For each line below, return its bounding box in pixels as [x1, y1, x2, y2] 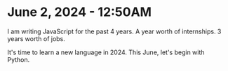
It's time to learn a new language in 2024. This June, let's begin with [7, 48, 205, 56]
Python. [7, 55, 30, 63]
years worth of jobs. [7, 34, 65, 42]
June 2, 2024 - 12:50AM [7, 4, 152, 20]
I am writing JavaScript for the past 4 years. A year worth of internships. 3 [7, 27, 222, 35]
